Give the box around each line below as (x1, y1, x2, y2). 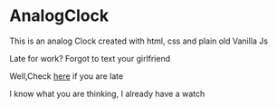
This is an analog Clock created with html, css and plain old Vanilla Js (9, 35, 269, 46)
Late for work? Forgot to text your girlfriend (9, 53, 171, 64)
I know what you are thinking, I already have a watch (9, 88, 205, 99)
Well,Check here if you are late (9, 70, 124, 82)
